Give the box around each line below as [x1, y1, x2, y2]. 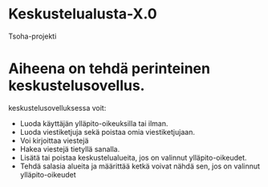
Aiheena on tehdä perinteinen [8, 59, 211, 78]
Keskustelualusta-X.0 [8, 5, 158, 23]
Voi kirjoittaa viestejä [19, 136, 89, 145]
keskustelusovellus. [8, 77, 145, 95]
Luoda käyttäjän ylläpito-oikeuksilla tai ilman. [19, 118, 169, 128]
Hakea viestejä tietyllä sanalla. [19, 144, 120, 153]
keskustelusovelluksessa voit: [8, 103, 107, 112]
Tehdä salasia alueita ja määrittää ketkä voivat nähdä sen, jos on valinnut [19, 161, 261, 171]
